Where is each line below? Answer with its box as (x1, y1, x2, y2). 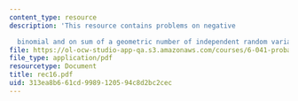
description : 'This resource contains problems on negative (9, 21, 237, 30)
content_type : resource (9, 12, 98, 22)
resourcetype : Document (9, 62, 98, 71)
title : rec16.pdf (9, 70, 74, 80)
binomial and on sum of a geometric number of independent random (17, 37, 268, 46)
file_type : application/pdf (9, 54, 114, 63)
